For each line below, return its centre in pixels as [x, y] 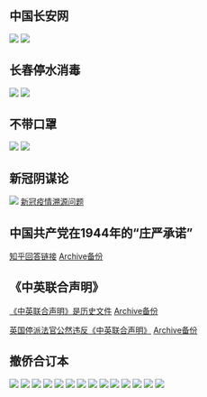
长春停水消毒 [45, 70]
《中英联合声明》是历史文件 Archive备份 [84, 310]
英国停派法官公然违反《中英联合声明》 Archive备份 [103, 330]
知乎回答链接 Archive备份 [56, 256]
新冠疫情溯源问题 [52, 202]
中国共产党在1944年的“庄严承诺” [101, 233]
